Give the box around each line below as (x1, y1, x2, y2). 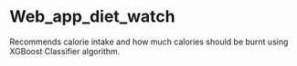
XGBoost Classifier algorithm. (9, 45, 121, 56)
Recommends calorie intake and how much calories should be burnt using (9, 36, 289, 47)
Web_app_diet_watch (9, 6, 175, 27)
